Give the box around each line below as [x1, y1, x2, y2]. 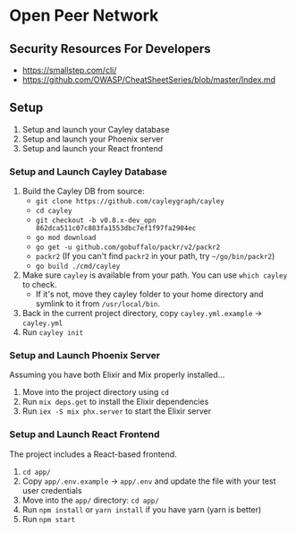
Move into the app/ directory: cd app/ [21, 494, 159, 505]
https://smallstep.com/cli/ [21, 64, 117, 75]
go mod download [35, 234, 97, 243]
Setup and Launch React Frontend [9, 428, 160, 441]
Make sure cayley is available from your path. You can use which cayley [21, 270, 288, 280]
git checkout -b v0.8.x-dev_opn [35, 216, 156, 225]
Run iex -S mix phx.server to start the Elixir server [21, 406, 212, 417]
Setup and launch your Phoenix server [21, 133, 164, 144]
